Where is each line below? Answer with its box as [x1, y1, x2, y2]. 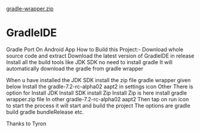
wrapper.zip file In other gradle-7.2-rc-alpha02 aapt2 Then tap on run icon [6, 95, 189, 102]
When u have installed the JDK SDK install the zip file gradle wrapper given [6, 76, 191, 83]
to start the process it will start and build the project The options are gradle [6, 102, 190, 109]
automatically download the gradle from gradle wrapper [6, 65, 143, 72]
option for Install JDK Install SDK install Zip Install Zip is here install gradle [6, 89, 187, 96]
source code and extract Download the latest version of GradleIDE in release [6, 52, 195, 59]
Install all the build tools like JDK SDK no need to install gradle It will [6, 58, 173, 65]
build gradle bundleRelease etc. [6, 108, 84, 116]
